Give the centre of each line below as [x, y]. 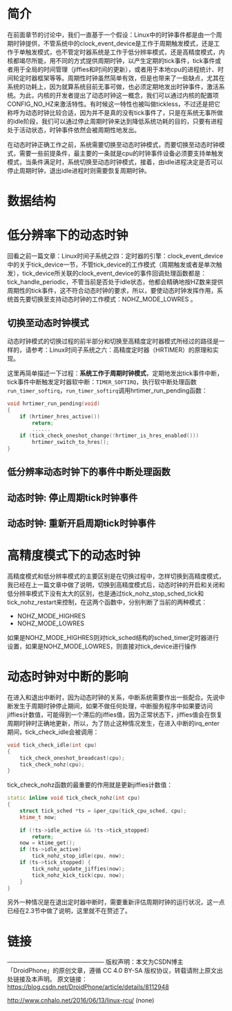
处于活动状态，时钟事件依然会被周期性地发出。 [74, 129]
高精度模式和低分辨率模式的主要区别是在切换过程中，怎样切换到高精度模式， [116, 576]
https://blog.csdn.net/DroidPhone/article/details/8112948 [88, 987]
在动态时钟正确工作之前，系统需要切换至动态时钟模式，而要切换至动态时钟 [113, 144]
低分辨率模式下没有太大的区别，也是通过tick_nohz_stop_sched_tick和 [106, 593]
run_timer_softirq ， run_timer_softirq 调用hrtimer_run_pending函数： [108, 390]
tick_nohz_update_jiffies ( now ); [79, 869]
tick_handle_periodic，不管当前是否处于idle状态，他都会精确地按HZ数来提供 [115, 282]
